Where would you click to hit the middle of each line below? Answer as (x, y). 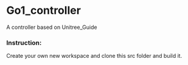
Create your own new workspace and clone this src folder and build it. (94, 56)
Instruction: (24, 43)
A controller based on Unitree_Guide (52, 27)
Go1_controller (44, 11)
